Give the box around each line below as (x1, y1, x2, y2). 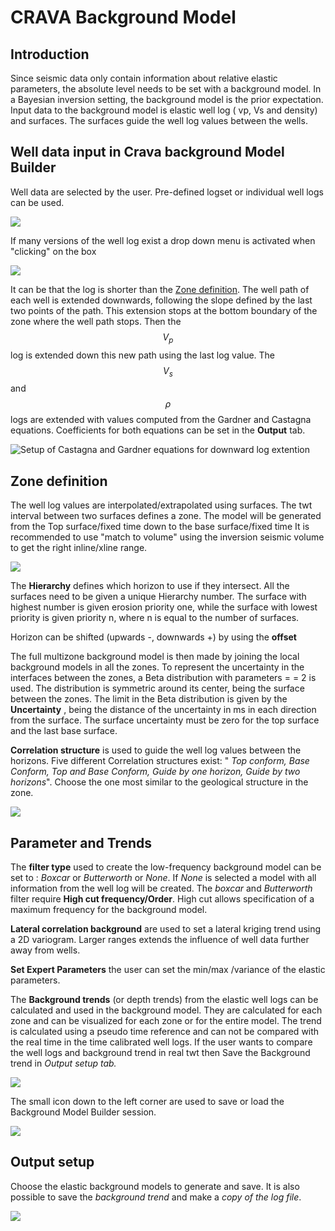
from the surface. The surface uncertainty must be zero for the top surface (10, 714, 320, 726)
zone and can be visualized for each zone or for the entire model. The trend (10, 1015, 322, 1027)
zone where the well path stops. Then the (10, 315, 182, 327)
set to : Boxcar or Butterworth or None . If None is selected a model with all (10, 872, 317, 884)
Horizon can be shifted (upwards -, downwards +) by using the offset (10, 631, 297, 643)
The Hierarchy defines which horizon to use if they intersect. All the (10, 580, 290, 592)
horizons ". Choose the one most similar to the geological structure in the (10, 776, 309, 788)
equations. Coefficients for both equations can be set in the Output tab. (10, 424, 306, 436)
